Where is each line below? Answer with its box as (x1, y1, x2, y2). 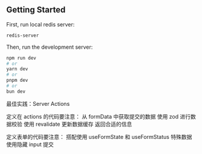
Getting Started (6, 5, 66, 15)
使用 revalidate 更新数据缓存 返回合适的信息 (23, 120, 132, 128)
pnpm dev (6, 78, 28, 84)
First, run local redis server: (6, 20, 75, 28)
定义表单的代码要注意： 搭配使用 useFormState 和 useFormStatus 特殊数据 (6, 133, 192, 140)
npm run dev (6, 55, 36, 61)
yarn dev (6, 66, 28, 72)
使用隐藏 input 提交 (6, 141, 54, 148)
